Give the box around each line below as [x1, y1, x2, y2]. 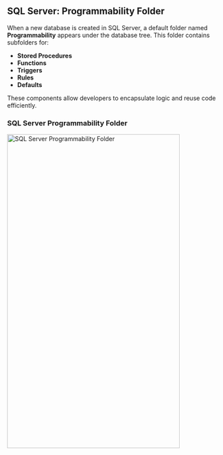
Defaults [16, 80, 43, 88]
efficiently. [7, 101, 37, 109]
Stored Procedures [16, 51, 73, 60]
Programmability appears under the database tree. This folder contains [7, 31, 211, 39]
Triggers [16, 66, 43, 74]
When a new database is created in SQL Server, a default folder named [7, 23, 208, 32]
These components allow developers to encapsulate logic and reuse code [7, 94, 216, 102]
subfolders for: [7, 38, 49, 47]
